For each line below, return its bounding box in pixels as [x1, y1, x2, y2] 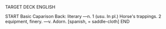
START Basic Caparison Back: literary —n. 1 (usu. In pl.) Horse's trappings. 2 [5, 14, 162, 19]
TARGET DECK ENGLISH [5, 4, 56, 10]
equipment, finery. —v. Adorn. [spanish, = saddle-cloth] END [5, 19, 130, 24]
